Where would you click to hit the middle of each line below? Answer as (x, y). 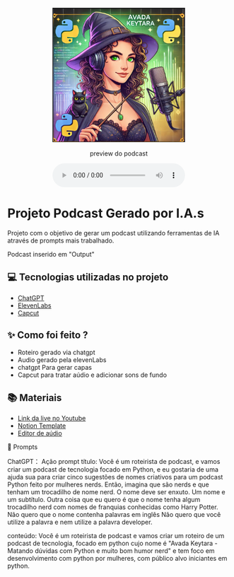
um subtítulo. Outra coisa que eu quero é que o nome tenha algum (104, 500)
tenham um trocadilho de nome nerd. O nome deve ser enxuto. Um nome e (116, 492)
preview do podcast (119, 153)
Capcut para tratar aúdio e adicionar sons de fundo (92, 375)
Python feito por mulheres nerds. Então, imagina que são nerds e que (109, 484)
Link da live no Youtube (52, 419)
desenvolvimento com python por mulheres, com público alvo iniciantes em (117, 559)
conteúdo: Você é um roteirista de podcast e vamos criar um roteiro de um (116, 536)
